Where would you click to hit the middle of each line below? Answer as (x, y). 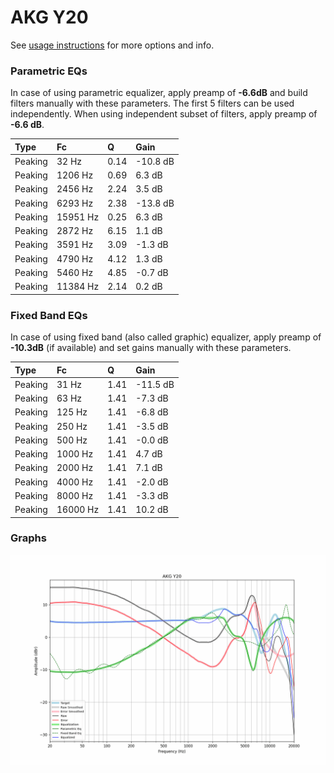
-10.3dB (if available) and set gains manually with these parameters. (151, 348)
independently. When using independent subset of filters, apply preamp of (164, 114)
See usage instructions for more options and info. (112, 45)
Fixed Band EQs (49, 315)
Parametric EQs (49, 71)
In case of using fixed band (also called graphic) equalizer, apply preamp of (166, 337)
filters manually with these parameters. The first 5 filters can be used (152, 103)
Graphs (28, 538)
